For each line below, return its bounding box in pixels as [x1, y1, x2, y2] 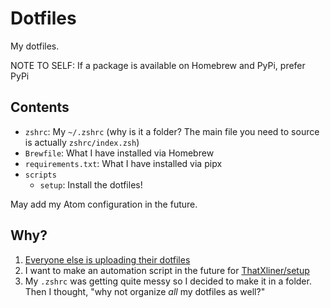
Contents [10, 99, 70, 116]
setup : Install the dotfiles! [39, 178, 143, 191]
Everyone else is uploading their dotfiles [24, 253, 191, 266]
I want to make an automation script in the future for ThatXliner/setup [24, 264, 310, 276]
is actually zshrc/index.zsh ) [24, 136, 140, 148]
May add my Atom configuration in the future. [10, 198, 198, 210]
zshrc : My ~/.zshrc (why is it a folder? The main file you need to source [24, 125, 320, 137]
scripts [24, 170, 57, 180]
